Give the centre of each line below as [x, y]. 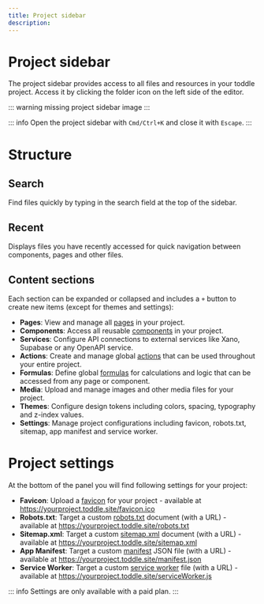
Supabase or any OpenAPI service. [76, 347]
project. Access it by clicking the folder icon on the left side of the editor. [126, 92]
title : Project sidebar [47, 15]
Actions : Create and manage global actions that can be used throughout [137, 356]
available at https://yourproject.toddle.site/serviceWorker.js [116, 576]
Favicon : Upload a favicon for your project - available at [110, 501]
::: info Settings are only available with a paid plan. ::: [93, 591]
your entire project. [50, 365]
